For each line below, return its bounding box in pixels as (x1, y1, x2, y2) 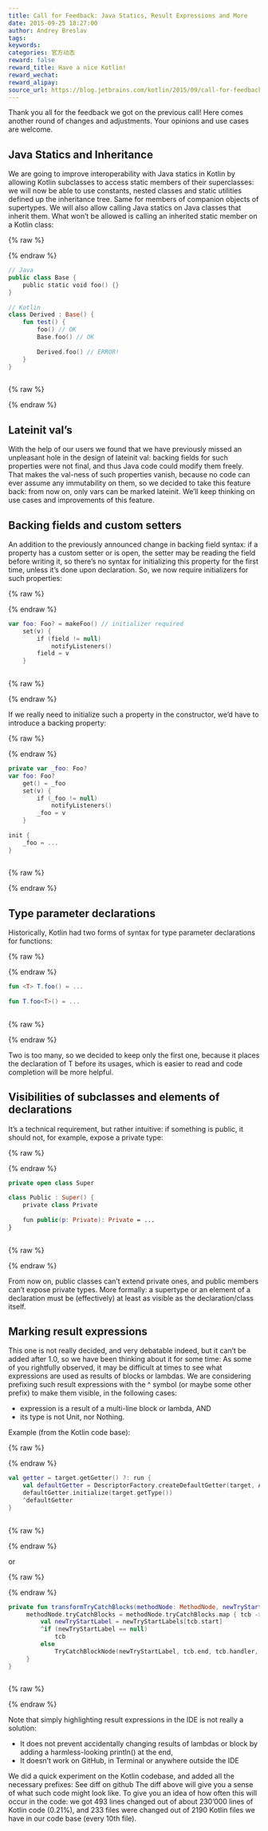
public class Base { (8, 274, 77, 282)
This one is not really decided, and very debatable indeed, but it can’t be (8, 1346, 246, 1355)
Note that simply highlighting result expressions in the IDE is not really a (8, 1715, 244, 1725)
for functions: (8, 936, 53, 946)
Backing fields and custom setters (8, 518, 182, 532)
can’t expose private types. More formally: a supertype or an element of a (8, 1284, 251, 1294)
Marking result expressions (8, 1324, 148, 1338)
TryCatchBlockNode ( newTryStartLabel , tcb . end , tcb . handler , (54, 1647, 259, 1655)
